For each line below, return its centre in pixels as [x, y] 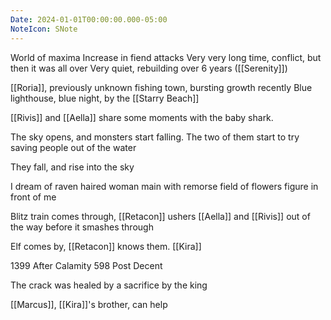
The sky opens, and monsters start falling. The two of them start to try [155, 137]
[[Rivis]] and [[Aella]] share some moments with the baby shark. [142, 117]
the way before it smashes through [82, 227]
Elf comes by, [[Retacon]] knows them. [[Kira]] [106, 246]
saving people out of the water [73, 147]
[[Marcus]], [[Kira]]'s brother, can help [89, 304]
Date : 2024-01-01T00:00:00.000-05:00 [89, 19]
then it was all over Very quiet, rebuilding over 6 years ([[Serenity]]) [149, 68]
